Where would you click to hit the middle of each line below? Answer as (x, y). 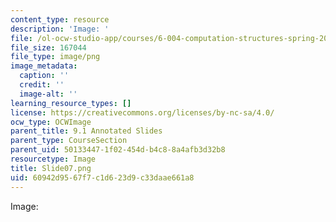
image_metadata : (44, 66)
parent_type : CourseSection (69, 141)
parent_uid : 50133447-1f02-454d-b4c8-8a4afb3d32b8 (118, 150)
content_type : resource (60, 19)
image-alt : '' (48, 94)
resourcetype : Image (53, 159)
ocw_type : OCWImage (51, 122)
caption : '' (44, 76)
